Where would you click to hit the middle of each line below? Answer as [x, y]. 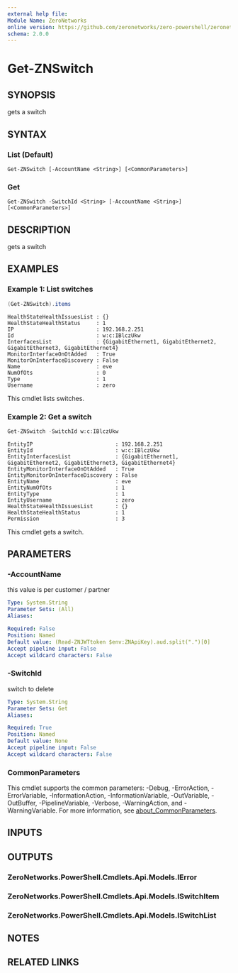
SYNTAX [27, 134]
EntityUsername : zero [71, 500]
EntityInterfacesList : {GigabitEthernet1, [93, 456]
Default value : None [38, 741]
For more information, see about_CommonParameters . [138, 810]
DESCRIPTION [39, 230]
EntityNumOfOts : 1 [66, 488]
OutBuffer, [22, 803]
